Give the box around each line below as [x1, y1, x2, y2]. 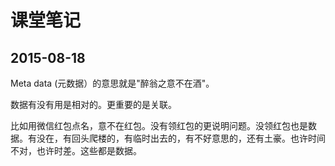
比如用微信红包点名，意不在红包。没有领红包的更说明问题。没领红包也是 [10, 120, 308, 131]
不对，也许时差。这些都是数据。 [10, 145, 142, 156]
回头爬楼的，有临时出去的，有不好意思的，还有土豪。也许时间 [71, 132, 326, 144]
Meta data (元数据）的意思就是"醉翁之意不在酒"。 [10, 77, 215, 89]
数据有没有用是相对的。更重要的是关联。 [10, 99, 177, 110]
